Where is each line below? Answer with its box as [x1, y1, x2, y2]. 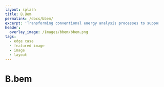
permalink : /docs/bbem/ [5, 16, 54, 21]
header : [5, 25, 21, 30]
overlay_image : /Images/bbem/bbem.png [9, 30, 89, 35]
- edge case [9, 39, 34, 44]
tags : [5, 35, 16, 39]
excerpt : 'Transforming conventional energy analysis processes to [5, 20, 145, 26]
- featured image [9, 43, 45, 48]
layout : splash [5, 7, 36, 12]
